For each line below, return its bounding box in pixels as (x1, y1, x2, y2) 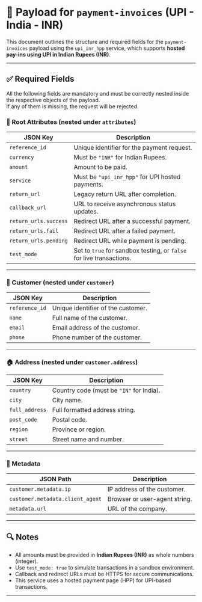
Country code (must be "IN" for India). (52, 386, 161, 395)
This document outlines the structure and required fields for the (6, 38, 164, 45)
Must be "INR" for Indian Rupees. (73, 153, 167, 162)
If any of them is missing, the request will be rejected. (6, 102, 139, 110)
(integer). (14, 557, 38, 565)
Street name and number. (52, 435, 124, 443)
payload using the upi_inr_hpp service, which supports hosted (29, 45, 185, 52)
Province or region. (52, 425, 106, 434)
